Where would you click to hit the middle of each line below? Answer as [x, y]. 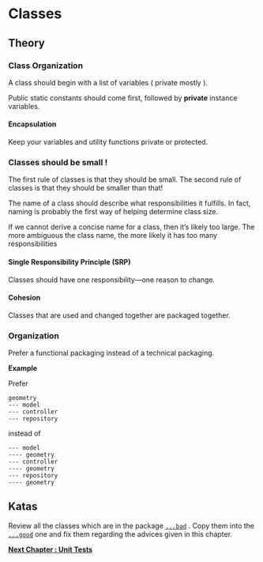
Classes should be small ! [58, 162]
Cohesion [24, 298]
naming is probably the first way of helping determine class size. [113, 212]
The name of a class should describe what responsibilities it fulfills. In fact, [130, 203]
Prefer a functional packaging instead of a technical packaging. [111, 353]
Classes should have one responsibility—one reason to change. [112, 279]
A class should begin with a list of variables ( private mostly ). [108, 82]
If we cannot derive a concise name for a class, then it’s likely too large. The [131, 227]
